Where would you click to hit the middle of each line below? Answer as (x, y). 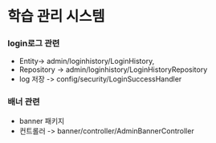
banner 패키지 (42, 121)
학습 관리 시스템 (56, 16)
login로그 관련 (34, 43)
